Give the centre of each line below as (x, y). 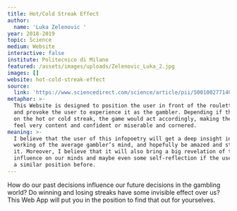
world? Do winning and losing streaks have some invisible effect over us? (114, 192)
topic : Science (30, 40)
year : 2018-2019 (31, 34)
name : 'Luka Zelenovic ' (50, 27)
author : (19, 20)
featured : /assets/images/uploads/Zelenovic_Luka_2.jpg (91, 66)
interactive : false (36, 54)
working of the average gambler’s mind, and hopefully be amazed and (118, 145)
